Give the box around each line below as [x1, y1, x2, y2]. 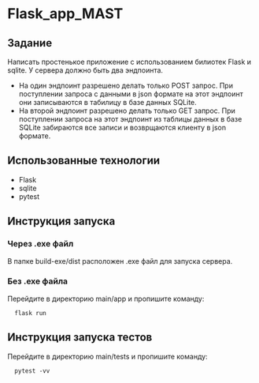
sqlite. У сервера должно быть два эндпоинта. [7, 66, 163, 75]
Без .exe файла [7, 276, 68, 287]
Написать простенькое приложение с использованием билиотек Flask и [7, 57, 252, 66]
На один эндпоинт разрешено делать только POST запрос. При [18, 81, 234, 90]
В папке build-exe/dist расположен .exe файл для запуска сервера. [7, 256, 233, 265]
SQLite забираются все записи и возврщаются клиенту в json [18, 123, 227, 132]
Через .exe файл [7, 238, 74, 250]
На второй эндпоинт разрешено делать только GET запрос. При [18, 106, 235, 115]
